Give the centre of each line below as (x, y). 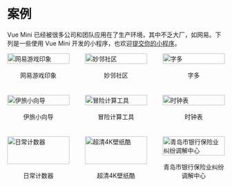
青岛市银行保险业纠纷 (194, 167)
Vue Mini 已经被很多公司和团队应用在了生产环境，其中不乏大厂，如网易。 (111, 35)
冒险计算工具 (116, 117)
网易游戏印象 (38, 75)
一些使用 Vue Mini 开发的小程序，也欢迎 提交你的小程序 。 (100, 43)
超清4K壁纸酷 (116, 175)
